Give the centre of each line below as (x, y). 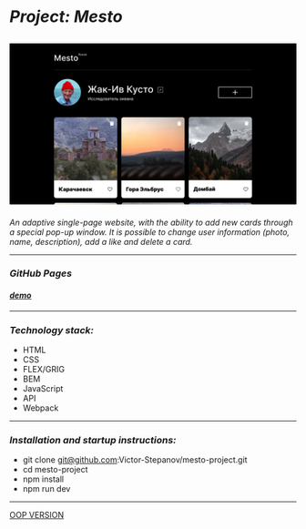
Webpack (41, 408)
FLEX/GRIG (44, 369)
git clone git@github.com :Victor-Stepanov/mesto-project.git (135, 460)
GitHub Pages (41, 273)
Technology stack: (51, 330)
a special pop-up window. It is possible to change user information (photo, (149, 232)
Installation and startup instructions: (93, 440)
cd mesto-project (55, 470)
